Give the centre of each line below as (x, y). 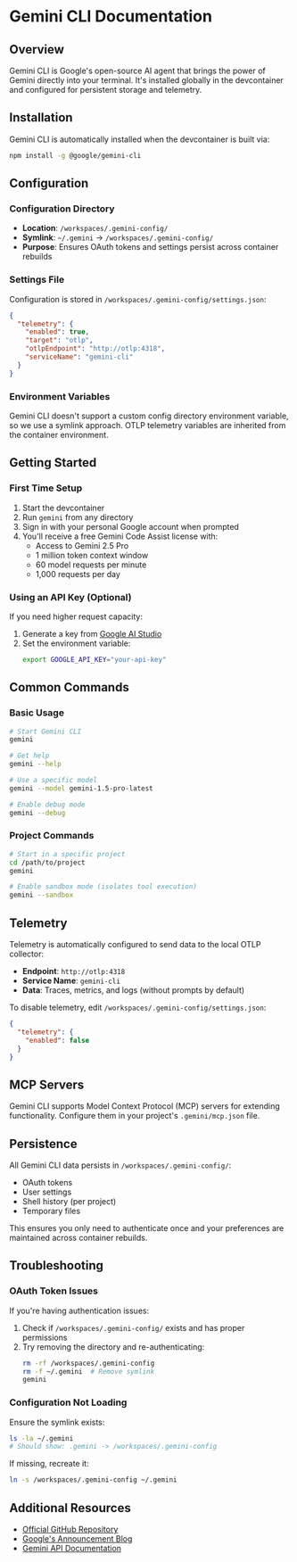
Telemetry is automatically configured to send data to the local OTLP (135, 944)
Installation (41, 118)
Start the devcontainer (63, 508)
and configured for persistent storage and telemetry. (106, 90)
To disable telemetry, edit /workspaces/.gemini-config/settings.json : (138, 1007)
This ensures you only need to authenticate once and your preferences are (147, 1228)
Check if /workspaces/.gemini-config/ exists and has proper (133, 1327)
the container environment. (59, 434)
